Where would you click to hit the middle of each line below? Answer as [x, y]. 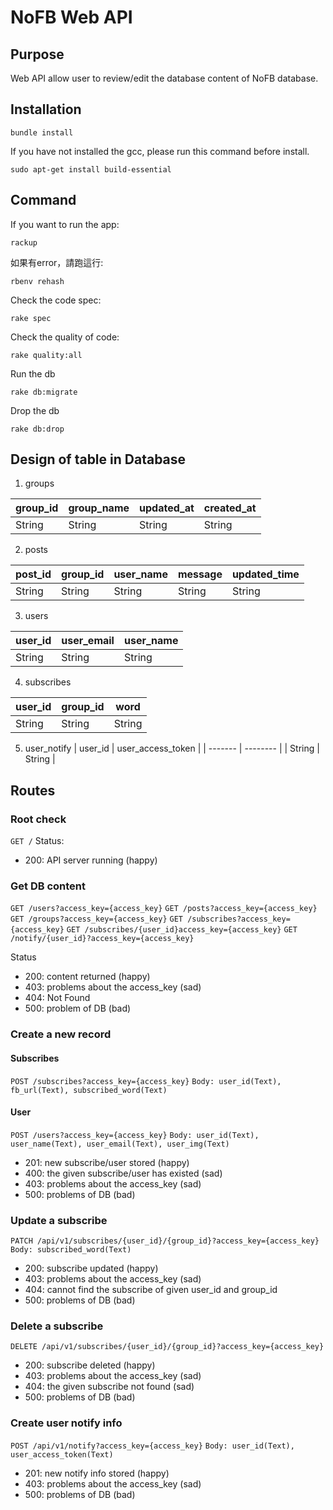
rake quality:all [46, 355]
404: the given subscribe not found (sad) [109, 1387]
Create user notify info [66, 1423]
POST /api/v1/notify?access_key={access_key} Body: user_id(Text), [152, 1446]
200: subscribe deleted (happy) [90, 1365]
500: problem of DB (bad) [78, 1008]
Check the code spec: [56, 300]
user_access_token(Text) [62, 1454]
